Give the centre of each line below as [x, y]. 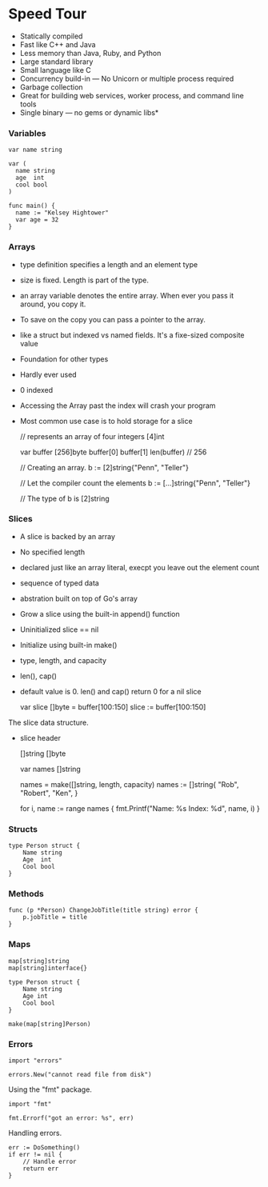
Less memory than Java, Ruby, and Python [90, 53]
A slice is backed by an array [68, 536]
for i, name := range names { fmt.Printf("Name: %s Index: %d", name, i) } [140, 808]
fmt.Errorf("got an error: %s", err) [71, 1118]
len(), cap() [38, 676]
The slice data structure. [49, 722]
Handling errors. [35, 1133]
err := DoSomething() [44, 1148]
